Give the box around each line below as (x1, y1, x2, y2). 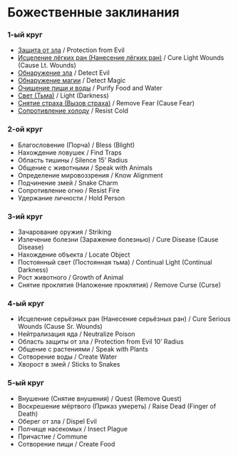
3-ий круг (7, 211, 43, 221)
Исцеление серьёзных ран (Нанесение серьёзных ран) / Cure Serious (17, 315, 231, 323)
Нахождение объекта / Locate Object (17, 250, 130, 259)
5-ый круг (7, 378, 44, 388)
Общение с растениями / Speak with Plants (17, 345, 148, 354)
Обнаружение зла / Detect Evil (17, 68, 110, 77)
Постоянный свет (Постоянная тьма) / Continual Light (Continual (17, 258, 212, 267)
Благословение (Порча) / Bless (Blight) (17, 140, 135, 149)
